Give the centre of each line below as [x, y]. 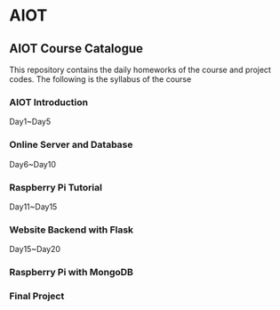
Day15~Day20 [35, 249]
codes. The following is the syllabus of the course [100, 79]
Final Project [37, 297]
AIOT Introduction [49, 102]
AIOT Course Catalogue [76, 49]
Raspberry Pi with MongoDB [71, 273]
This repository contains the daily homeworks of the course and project [140, 69]
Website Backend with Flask [72, 230]
